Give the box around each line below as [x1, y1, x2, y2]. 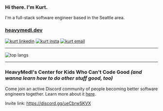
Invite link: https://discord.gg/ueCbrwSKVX [5, 100, 91, 106]
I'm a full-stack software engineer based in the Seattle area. [5, 15, 125, 21]
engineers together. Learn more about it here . [5, 91, 96, 97]
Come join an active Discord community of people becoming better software [5, 86, 158, 92]
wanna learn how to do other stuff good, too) [5, 75, 113, 82]
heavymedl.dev [5, 27, 43, 34]
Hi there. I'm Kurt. [5, 4, 48, 11]
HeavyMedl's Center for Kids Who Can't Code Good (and [5, 69, 142, 76]
